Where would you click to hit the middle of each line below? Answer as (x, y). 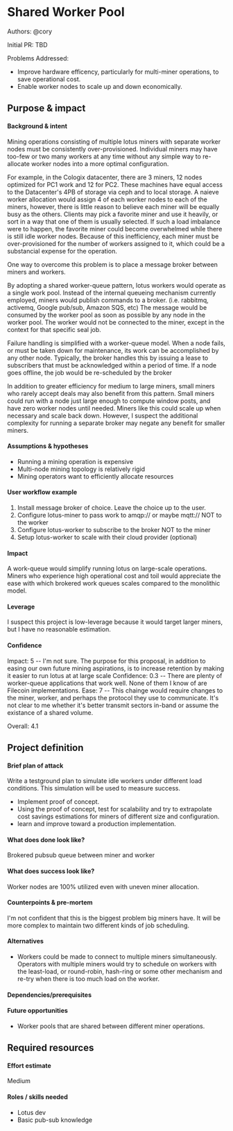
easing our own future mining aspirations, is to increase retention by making (115, 668)
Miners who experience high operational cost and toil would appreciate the (114, 576)
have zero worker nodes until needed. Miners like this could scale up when (114, 408)
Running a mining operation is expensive (75, 461)
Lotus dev (32, 1112)
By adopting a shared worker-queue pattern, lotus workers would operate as (116, 285)
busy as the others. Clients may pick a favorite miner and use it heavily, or (113, 214)
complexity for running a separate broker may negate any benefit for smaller (116, 423)
